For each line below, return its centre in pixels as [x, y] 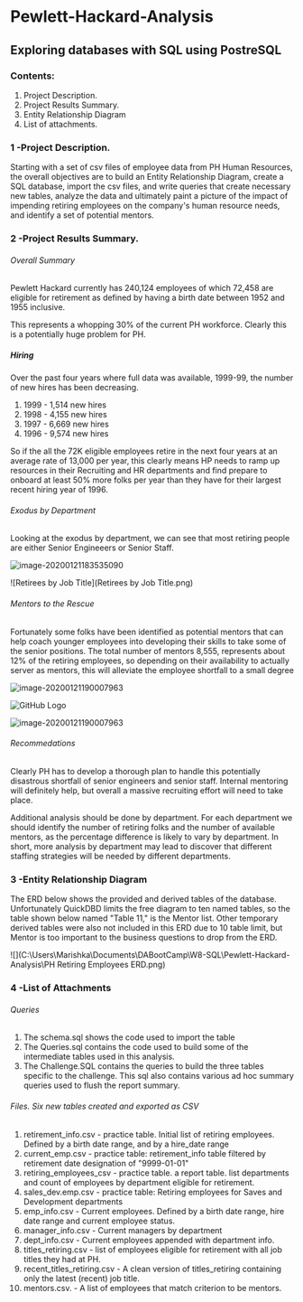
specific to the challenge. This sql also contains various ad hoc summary [158, 1076]
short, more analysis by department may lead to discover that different [141, 846]
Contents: [32, 76]
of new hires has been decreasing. [74, 388]
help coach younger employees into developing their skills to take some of [148, 641]
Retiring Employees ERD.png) [111, 965]
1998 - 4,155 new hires [65, 415]
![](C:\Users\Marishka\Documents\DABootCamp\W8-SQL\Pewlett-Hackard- [150, 955]
